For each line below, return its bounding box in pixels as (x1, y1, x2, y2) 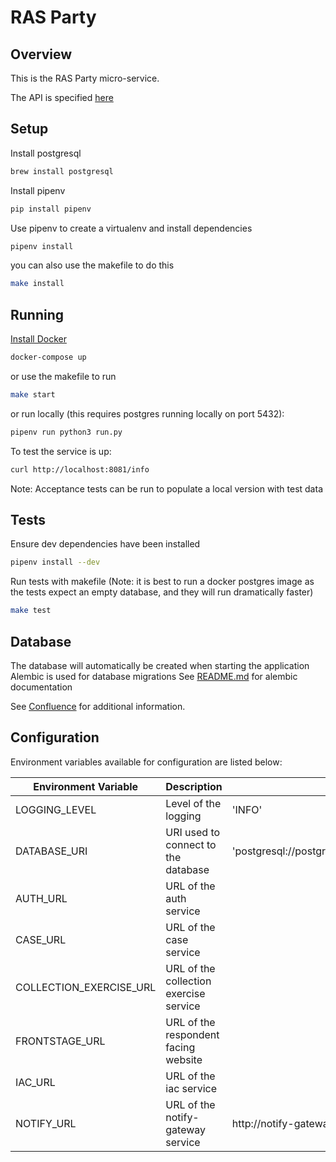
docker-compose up (10, 352, 87, 363)
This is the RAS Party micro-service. (10, 72, 160, 84)
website (165, 1052, 203, 1066)
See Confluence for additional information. (10, 701, 186, 712)
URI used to (165, 825, 221, 839)
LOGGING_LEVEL (15, 802, 97, 816)
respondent (165, 1027, 220, 1041)
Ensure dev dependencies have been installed (10, 538, 201, 550)
